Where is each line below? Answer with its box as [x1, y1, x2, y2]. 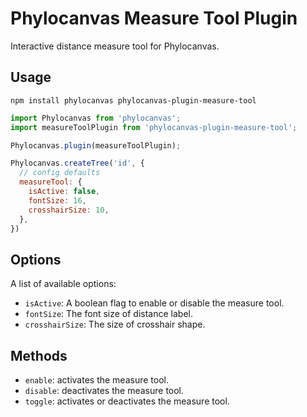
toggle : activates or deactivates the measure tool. [24, 395, 230, 407]
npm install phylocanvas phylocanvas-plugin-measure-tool [10, 95, 257, 106]
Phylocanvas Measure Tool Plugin [10, 7, 298, 30]
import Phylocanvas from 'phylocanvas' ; [10, 113, 182, 123]
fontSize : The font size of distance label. [24, 308, 193, 320]
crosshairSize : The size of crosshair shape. [24, 318, 206, 331]
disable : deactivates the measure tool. [24, 385, 185, 396]
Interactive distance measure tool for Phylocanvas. [10, 40, 220, 52]
